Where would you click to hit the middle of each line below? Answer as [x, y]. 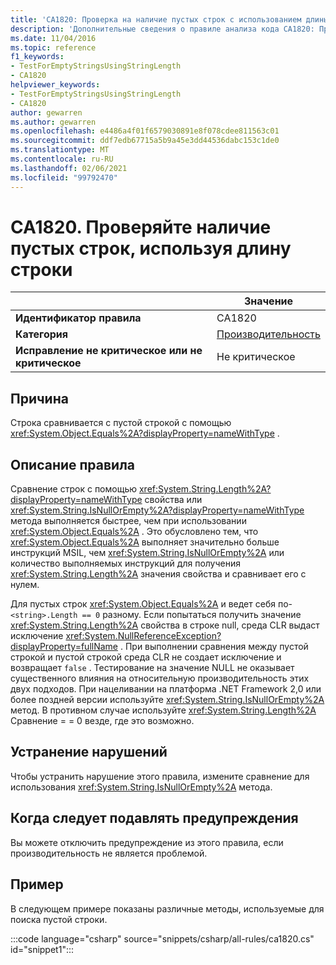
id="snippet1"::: [42, 949]
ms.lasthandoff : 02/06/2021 [69, 168]
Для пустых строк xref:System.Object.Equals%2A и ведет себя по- [151, 604]
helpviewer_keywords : [55, 85]
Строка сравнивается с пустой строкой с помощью [121, 423]
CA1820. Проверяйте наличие [141, 227]
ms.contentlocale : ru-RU [62, 159]
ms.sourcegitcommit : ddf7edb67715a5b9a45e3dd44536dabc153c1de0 [145, 141]
